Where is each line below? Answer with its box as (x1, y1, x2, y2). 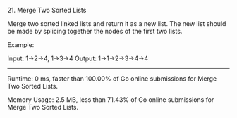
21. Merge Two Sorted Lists (7, 6, 87, 14)
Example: (7, 41, 35, 48)
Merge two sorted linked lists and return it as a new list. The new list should (7, 20, 226, 27)
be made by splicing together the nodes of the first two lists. (7, 27, 183, 35)
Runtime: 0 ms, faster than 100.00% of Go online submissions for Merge (7, 74, 217, 83)
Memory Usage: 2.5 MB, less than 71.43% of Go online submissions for (7, 96, 214, 104)
